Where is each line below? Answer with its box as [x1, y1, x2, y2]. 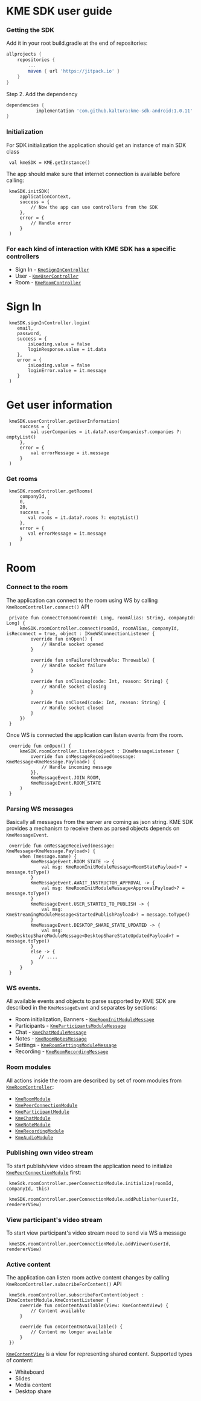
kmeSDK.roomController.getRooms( [8, 488, 94, 494]
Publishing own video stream [6, 1148, 94, 1157]
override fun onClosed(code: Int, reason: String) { [30, 699, 166, 705]
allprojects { [6, 51, 42, 57]
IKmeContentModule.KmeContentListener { [6, 1298, 110, 1304]
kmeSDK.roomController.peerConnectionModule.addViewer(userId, [8, 1241, 171, 1247]
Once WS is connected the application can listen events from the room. [6, 731, 183, 739]
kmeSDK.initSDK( [8, 188, 50, 194]
